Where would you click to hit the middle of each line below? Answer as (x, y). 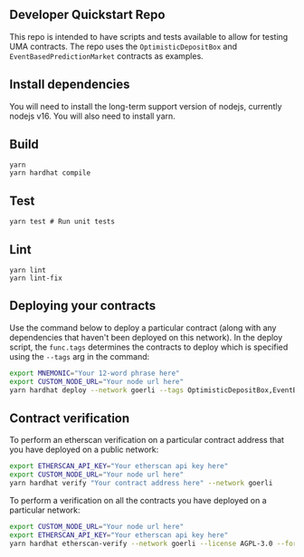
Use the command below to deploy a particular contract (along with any (143, 327)
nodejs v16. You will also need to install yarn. (93, 116)
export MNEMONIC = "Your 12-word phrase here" (95, 373)
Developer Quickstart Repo (87, 15)
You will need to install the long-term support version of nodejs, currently (146, 106)
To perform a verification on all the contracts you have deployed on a (138, 500)
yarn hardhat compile (50, 173)
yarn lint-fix (36, 278)
